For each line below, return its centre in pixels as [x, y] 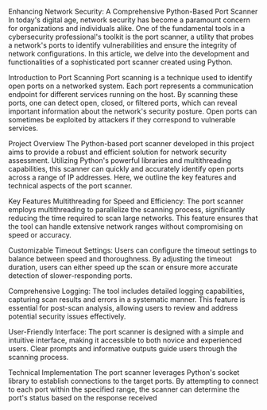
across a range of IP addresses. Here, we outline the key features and [122, 177]
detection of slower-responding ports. [70, 276]
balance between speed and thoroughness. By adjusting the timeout [120, 259]
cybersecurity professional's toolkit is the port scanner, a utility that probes [131, 37]
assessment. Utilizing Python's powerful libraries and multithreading [120, 161]
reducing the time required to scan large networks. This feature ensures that [133, 218]
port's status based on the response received [83, 398]
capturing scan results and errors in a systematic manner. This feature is [127, 300]
